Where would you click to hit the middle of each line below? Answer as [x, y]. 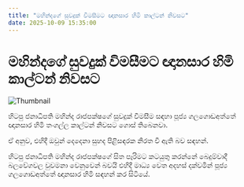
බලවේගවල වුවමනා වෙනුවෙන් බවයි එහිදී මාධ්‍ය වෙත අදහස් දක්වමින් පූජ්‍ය [118, 165]
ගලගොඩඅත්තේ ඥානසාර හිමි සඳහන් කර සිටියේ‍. [79, 174]
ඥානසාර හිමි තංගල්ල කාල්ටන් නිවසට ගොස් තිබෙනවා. [88, 125]
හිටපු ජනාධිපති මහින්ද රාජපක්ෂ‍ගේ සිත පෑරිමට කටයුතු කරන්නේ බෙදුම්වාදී [118, 156]
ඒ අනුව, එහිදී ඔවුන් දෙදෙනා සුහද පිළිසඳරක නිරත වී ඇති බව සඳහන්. [108, 141]
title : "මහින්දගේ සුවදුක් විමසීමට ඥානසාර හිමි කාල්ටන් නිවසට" [98, 15]
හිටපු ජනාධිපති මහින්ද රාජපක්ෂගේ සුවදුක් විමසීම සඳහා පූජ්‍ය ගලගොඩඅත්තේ [122, 116]
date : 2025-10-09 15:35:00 [52, 23]
